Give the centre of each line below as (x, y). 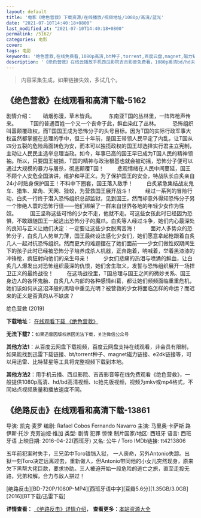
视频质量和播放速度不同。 (53, 390)
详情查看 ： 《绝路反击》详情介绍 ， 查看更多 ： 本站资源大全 (78, 509)
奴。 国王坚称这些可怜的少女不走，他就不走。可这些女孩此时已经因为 (97, 213)
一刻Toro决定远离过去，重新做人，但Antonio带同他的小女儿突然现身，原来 (102, 461)
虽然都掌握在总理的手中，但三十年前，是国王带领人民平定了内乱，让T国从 (102, 138)
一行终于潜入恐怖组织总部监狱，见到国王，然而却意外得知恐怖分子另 (111, 198)
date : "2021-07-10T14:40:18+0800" (49, 23)
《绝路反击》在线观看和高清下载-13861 (78, 410)
